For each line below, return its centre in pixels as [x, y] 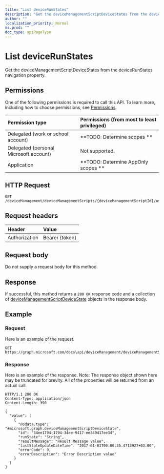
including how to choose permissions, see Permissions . [61, 107]
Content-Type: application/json [38, 398]
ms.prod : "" [17, 28]
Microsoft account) [30, 154]
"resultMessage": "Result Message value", [62, 441]
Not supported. [98, 151]
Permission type [27, 123]
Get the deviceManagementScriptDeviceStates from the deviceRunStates [79, 70]
